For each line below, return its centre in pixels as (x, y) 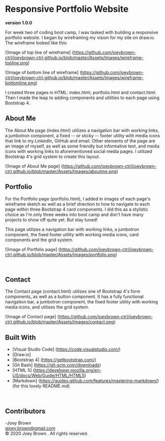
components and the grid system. (39, 240)
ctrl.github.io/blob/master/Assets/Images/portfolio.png (60, 255)
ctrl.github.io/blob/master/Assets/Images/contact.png (60, 322)
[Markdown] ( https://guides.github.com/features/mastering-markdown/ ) (85, 381)
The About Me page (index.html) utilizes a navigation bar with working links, (82, 130)
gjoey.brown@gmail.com (30, 428)
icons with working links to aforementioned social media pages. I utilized (79, 151)
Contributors (25, 411)
